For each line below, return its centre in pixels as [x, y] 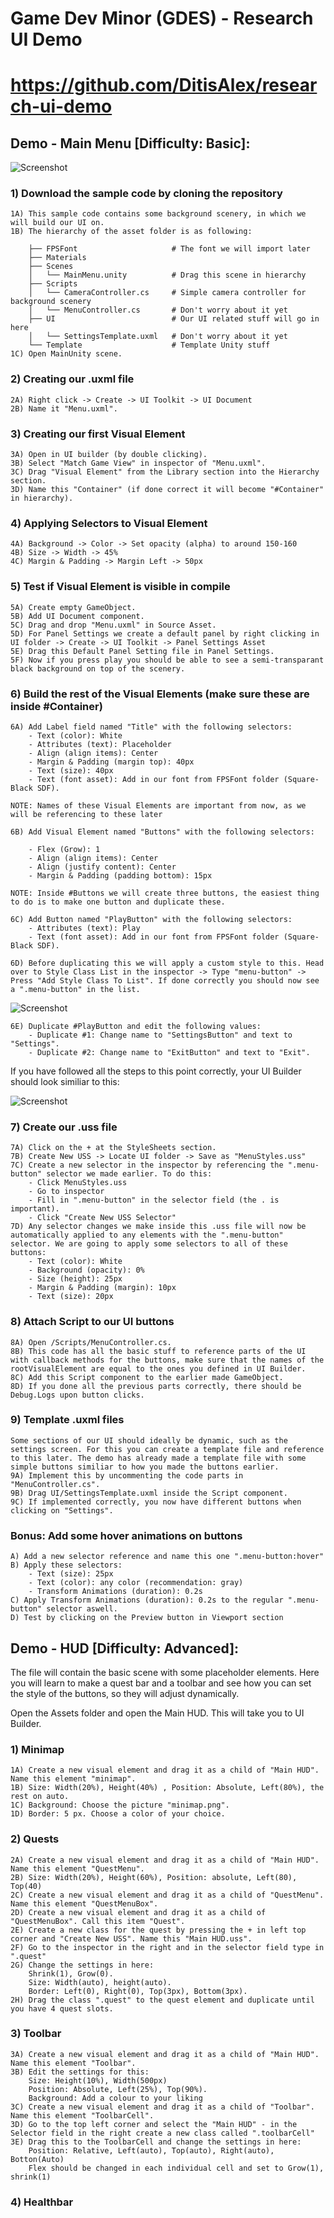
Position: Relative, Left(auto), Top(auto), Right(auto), [151, 2150]
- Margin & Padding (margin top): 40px [111, 762]
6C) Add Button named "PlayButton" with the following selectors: [151, 919]
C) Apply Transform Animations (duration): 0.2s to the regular [147, 1600]
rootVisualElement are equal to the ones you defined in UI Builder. [158, 1368]
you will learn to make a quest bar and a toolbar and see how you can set [161, 1683]
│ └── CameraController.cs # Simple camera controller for [167, 293]
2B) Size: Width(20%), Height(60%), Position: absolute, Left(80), [154, 1877]
